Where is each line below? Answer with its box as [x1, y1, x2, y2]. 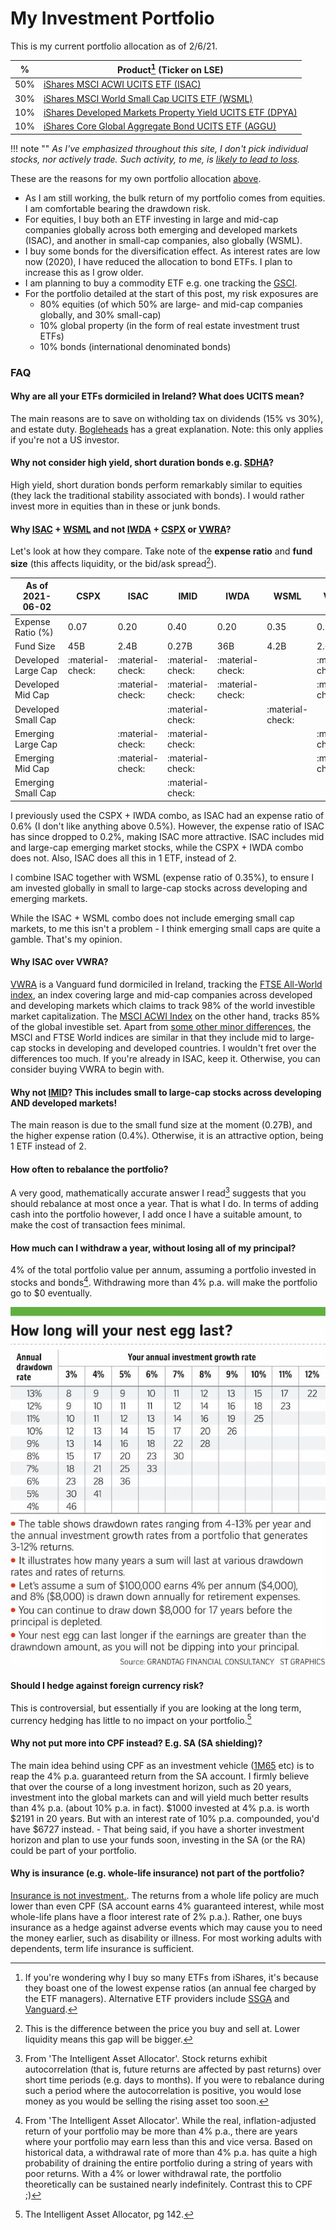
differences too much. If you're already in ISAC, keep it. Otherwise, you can [10, 1052, 321, 1064]
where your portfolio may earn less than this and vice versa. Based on [24, 2135, 313, 2147]
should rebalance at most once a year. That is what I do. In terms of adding [10, 1198, 319, 1210]
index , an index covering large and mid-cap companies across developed [10, 988, 313, 1001]
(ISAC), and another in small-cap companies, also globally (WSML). [24, 234, 303, 246]
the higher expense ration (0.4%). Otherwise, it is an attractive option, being [10, 1130, 324, 1142]
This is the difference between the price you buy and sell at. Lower [24, 2022, 301, 2034]
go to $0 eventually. [10, 1287, 93, 1299]
